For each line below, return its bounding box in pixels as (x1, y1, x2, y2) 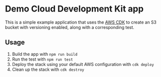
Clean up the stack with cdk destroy (12, 66, 85, 72)
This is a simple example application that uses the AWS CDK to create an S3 (5, 19, 157, 25)
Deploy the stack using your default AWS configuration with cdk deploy (12, 61, 154, 67)
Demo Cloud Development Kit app (5, 3, 144, 14)
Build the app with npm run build (12, 51, 78, 57)
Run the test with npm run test (12, 56, 73, 62)
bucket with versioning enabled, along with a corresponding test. (5, 24, 134, 30)
